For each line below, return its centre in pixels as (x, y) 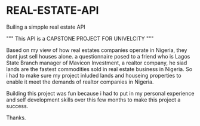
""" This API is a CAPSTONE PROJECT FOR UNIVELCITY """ (80, 38)
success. (17, 106)
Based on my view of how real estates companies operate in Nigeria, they (97, 50)
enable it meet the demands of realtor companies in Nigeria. (80, 82)
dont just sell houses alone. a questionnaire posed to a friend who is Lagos (98, 56)
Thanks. (16, 118)
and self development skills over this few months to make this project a (93, 100)
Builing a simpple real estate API (46, 27)
